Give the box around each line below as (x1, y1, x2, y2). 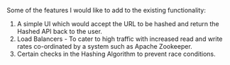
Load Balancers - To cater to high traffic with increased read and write (16, 35, 223, 43)
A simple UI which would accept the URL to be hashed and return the (16, 20, 219, 28)
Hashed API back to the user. (16, 28, 102, 35)
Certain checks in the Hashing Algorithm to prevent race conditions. (16, 49, 216, 58)
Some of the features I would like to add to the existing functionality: (6, 6, 207, 14)
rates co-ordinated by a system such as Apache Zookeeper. (16, 42, 192, 50)
